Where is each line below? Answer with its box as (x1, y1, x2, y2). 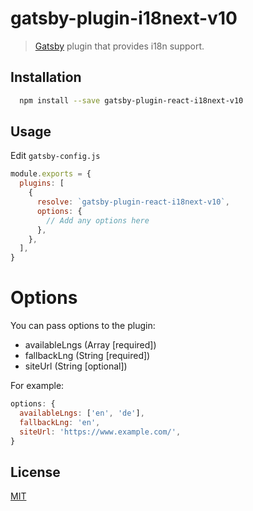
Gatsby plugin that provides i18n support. (34, 40, 205, 52)
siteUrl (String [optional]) (24, 360, 128, 372)
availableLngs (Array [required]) (24, 339, 157, 351)
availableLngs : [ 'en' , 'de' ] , (19, 408, 145, 418)
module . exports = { (10, 169, 92, 179)
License (10, 463, 61, 481)
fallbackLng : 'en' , (19, 417, 101, 427)
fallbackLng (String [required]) (24, 350, 151, 362)
